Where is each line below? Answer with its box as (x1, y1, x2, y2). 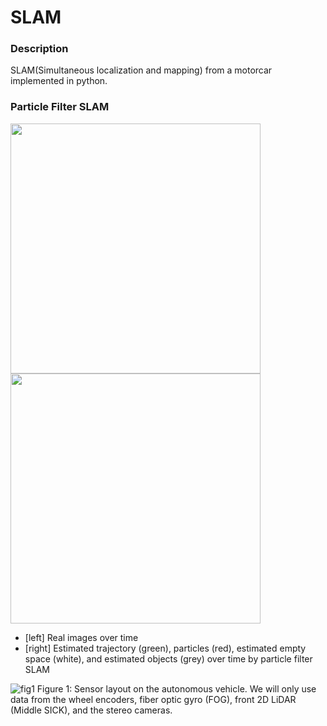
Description (10, 42, 69, 56)
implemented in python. (10, 75, 108, 87)
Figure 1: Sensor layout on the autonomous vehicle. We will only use (36, 682, 317, 695)
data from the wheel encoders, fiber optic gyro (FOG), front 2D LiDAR (10, 693, 297, 705)
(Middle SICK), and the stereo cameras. (10, 704, 173, 716)
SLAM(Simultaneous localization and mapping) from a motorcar (10, 64, 273, 76)
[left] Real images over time (24, 631, 139, 643)
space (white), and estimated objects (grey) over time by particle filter (24, 652, 313, 665)
